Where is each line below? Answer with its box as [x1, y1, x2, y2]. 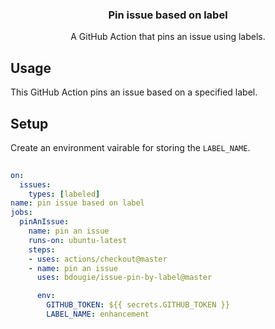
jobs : [10, 208, 33, 218]
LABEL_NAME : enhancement [46, 309, 150, 320]
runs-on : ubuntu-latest [28, 235, 128, 245]
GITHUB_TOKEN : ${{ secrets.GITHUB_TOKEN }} [46, 300, 230, 310]
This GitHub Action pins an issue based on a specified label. [10, 86, 258, 98]
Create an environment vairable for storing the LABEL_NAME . [10, 141, 251, 153]
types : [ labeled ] [28, 189, 101, 199]
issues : [19, 179, 52, 190]
